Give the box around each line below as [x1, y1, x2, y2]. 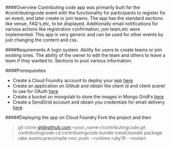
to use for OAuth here [12, 88, 59, 94]
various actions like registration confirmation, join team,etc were [5, 26, 140, 32]
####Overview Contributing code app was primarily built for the [5, 5, 140, 10]
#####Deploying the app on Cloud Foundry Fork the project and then [5, 114, 152, 120]
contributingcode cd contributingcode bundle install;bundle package [17, 130, 162, 136]
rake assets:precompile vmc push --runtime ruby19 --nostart [17, 135, 146, 141]
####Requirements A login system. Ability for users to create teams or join [5, 47, 162, 53]
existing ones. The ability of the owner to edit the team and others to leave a [5, 52, 166, 58]
